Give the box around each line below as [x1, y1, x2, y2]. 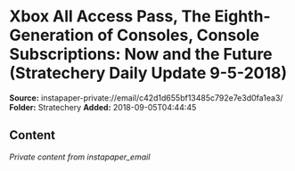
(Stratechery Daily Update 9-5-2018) [9, 63, 288, 84]
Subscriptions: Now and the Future [9, 45, 274, 64]
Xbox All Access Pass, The [9, 6, 211, 27]
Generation [9, 25, 94, 45]
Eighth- [214, 6, 271, 27]
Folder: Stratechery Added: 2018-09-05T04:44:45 [9, 102, 197, 112]
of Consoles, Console [97, 25, 260, 45]
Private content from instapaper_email [9, 151, 151, 162]
